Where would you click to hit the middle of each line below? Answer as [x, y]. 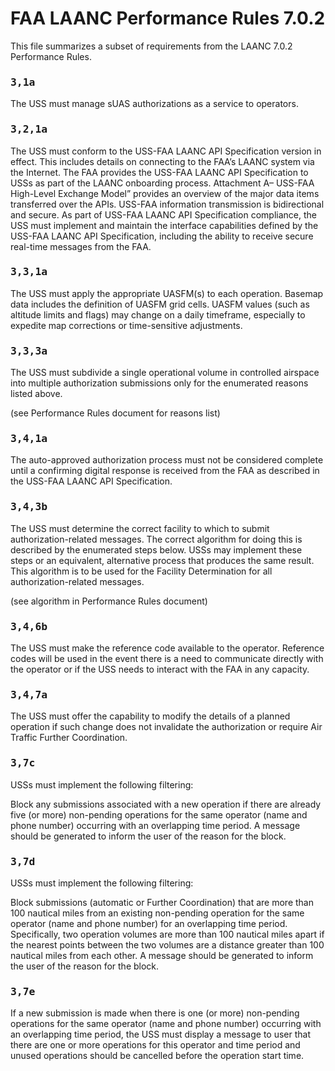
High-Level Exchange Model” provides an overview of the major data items [165, 193]
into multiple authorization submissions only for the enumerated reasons [159, 383]
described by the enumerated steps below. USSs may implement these [156, 549]
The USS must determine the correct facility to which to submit [140, 528]
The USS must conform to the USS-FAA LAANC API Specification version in [166, 151]
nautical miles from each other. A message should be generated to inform [162, 955]
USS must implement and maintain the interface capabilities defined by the [164, 225]
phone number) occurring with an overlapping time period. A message [155, 825]
